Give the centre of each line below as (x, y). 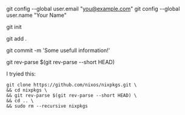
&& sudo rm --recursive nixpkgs (47, 106)
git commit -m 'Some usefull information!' (58, 50)
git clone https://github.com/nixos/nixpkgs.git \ (72, 85)
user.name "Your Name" (36, 15)
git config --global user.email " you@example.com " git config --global (93, 9)
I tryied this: (21, 74)
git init (14, 27)
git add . (17, 38)
